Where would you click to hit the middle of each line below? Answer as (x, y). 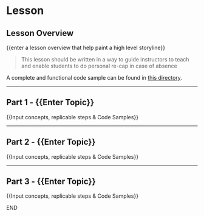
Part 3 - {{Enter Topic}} (51, 182)
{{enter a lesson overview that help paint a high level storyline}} (86, 47)
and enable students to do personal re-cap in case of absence (99, 66)
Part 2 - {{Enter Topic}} (51, 142)
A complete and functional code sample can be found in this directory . (94, 78)
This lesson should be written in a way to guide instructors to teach (105, 59)
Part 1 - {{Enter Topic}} (50, 103)
